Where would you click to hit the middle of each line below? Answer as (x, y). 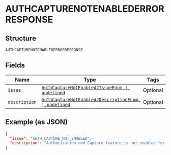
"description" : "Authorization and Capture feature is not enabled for (88, 143)
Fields (15, 66)
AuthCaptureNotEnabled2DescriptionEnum (90, 100)
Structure (21, 38)
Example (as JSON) (36, 122)
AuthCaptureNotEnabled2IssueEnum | (85, 87)
